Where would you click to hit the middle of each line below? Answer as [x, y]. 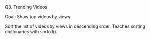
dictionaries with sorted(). [31, 31]
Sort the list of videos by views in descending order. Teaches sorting [75, 26]
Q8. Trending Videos [26, 7]
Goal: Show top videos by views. [38, 17]
